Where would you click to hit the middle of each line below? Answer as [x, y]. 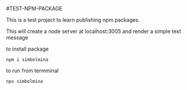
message [17, 37]
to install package [27, 49]
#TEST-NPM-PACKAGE [34, 9]
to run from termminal [32, 71]
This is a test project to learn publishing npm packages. [73, 20]
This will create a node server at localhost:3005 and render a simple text [94, 31]
